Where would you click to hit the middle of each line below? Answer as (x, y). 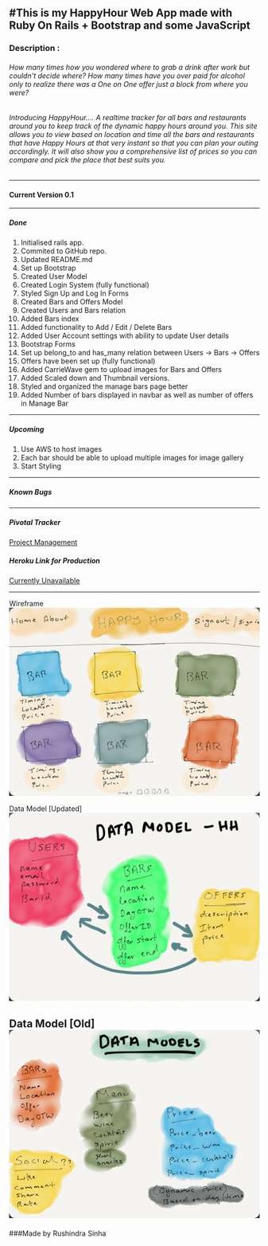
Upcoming (27, 429)
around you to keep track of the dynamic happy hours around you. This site (133, 126)
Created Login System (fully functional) (85, 285)
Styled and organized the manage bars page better (104, 386)
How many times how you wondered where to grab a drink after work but (129, 67)
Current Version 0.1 (42, 194)
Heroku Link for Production (54, 560)
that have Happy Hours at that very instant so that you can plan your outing (134, 143)
